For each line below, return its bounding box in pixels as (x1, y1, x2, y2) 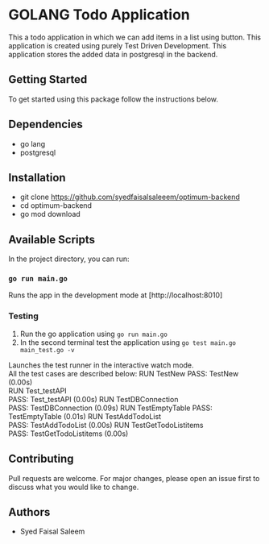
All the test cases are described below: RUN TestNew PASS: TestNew (8, 368, 239, 378)
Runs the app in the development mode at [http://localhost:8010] (8, 290, 223, 300)
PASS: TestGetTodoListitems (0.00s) (8, 429, 129, 438)
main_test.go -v (19, 346, 75, 354)
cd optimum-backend (19, 201, 93, 210)
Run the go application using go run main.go (19, 329, 168, 338)
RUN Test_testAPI (8, 385, 67, 396)
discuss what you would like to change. (8, 482, 139, 492)
